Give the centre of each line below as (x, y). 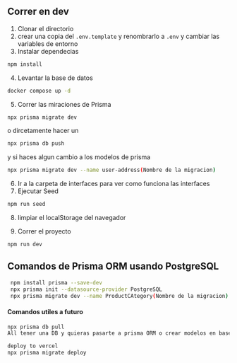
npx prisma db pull (36, 327)
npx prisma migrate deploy (47, 353)
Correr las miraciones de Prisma (64, 104)
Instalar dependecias (48, 51)
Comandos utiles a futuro (45, 311)
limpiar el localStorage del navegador (72, 218)
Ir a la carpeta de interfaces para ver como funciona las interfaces (114, 184)
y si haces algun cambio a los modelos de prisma (79, 157)
